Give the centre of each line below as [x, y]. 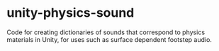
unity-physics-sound [71, 13]
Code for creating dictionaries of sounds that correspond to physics [106, 32]
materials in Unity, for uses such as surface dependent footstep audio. [109, 39]
